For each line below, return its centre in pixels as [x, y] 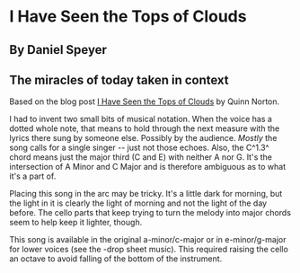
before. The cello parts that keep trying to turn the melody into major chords [150, 213]
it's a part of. [33, 176]
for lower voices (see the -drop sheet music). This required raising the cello [149, 250]
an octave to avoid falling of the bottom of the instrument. [116, 259]
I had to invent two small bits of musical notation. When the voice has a [141, 119]
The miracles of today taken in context [119, 79]
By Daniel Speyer [58, 50]
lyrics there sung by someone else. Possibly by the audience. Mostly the [143, 138]
